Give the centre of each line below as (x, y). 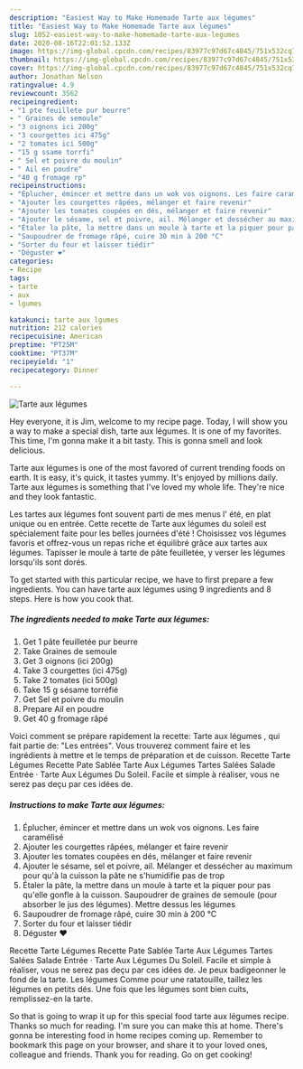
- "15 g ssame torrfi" (52, 152)
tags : (19, 278)
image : (22, 52)
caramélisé (43, 838)
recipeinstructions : (48, 186)
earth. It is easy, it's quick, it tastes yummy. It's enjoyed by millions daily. (144, 477)
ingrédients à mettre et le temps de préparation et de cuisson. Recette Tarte (150, 755)
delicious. (27, 450)
